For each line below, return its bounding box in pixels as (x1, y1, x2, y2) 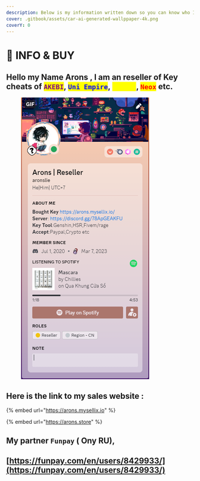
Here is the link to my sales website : (6, 391, 144, 401)
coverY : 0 (6, 22, 31, 28)
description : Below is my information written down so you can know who (6, 10, 190, 15)
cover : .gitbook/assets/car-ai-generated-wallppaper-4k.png (6, 15, 159, 22)
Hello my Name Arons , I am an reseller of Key (6, 72, 179, 82)
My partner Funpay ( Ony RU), (6, 435, 115, 446)
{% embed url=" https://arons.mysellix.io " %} (6, 407, 116, 414)
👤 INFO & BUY (6, 48, 75, 62)
